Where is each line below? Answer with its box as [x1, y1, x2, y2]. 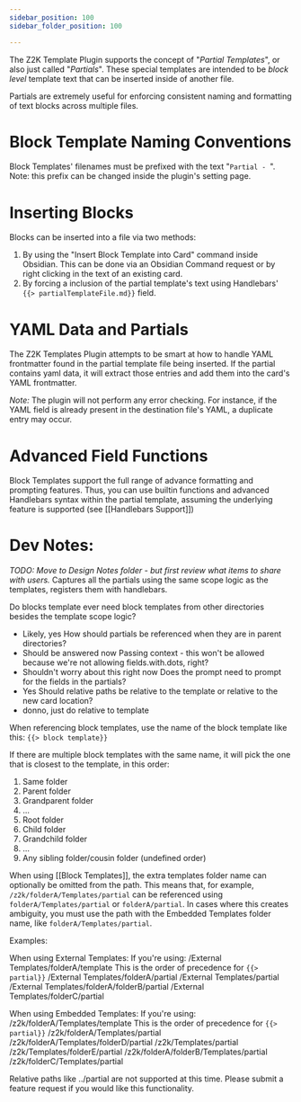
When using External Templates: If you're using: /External [9, 953, 222, 964]
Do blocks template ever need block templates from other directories [9, 601, 265, 612]
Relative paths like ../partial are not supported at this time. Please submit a [9, 1073, 284, 1084]
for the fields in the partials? [22, 676, 127, 688]
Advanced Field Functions [9, 446, 208, 466]
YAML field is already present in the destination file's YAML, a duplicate [9, 404, 274, 415]
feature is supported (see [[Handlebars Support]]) [9, 504, 195, 515]
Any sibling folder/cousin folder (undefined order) [22, 853, 207, 864]
